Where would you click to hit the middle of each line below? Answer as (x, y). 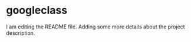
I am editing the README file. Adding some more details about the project (95, 27)
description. (21, 33)
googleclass (37, 10)
